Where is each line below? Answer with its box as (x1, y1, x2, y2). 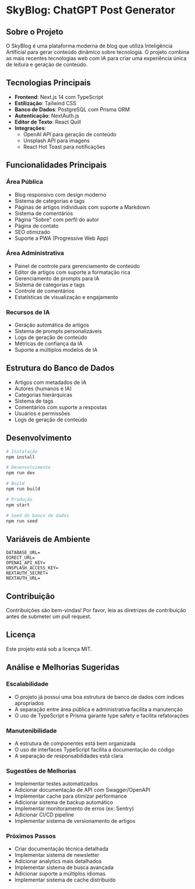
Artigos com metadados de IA (14, 379, 86, 386)
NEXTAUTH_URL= (6, 575, 41, 581)
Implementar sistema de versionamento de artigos (14, 818, 136, 825)
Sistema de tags (14, 397, 54, 404)
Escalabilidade (6, 680, 48, 688)
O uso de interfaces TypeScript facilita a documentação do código (14, 746, 175, 753)
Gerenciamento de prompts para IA (14, 274, 99, 282)
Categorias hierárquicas (14, 391, 73, 398)
